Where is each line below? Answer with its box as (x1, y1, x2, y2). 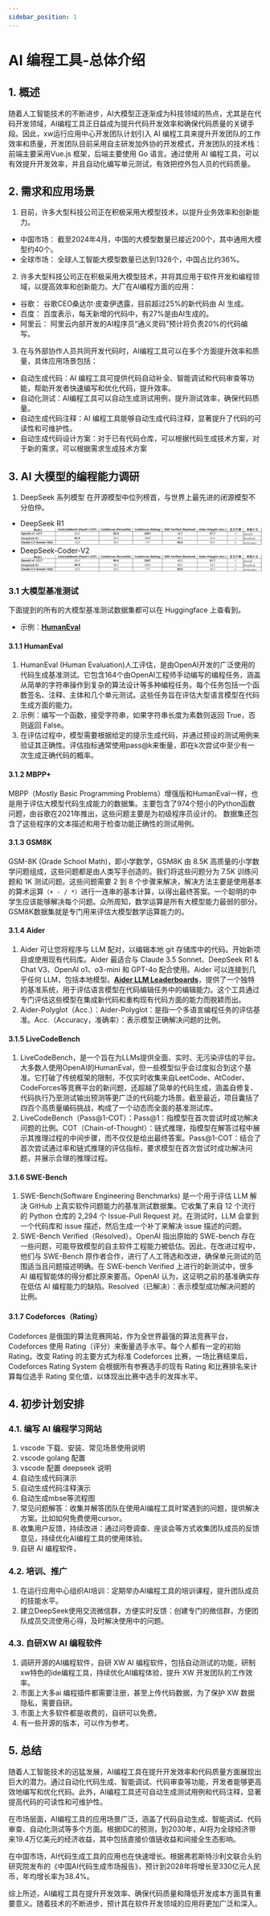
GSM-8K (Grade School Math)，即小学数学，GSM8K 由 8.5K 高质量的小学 (8, 856, 253, 866)
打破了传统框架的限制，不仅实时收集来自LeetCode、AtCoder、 (41, 1073, 249, 1082)
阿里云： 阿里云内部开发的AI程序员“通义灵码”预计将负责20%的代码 (19, 319, 241, 329)
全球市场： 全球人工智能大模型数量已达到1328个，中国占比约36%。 (19, 254, 244, 265)
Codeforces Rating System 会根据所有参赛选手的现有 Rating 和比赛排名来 (8, 1361, 251, 1371)
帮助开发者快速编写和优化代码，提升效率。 (34, 383, 175, 394)
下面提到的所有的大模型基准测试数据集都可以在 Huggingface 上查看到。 (8, 605, 245, 615)
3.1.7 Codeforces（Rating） (8, 1312, 102, 1321)
